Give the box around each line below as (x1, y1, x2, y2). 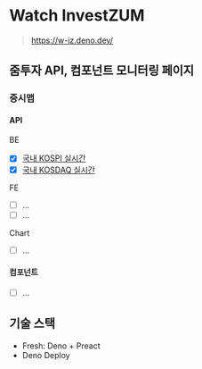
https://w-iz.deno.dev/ (30, 35, 114, 46)
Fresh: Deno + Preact (21, 340, 101, 351)
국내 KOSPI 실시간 (21, 153, 86, 164)
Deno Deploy (21, 349, 70, 360)
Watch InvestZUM (9, 5, 145, 26)
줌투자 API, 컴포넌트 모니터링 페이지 (9, 63, 194, 79)
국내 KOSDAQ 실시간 (21, 164, 96, 175)
